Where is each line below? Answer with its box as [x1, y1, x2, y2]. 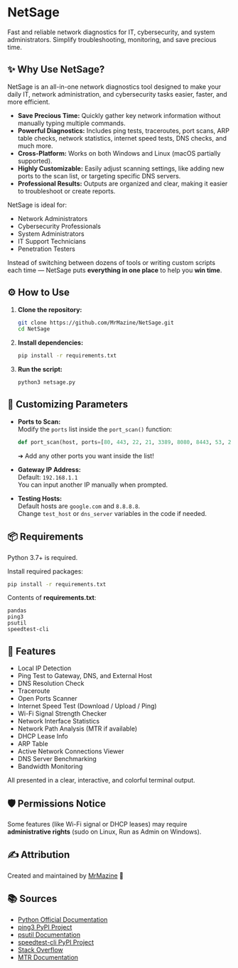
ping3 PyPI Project [17, 923, 72, 931]
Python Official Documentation [17, 915, 108, 924]
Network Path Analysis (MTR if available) [17, 724, 138, 733]
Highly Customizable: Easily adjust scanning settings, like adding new [17, 164, 225, 173]
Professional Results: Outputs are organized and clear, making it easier [17, 179, 228, 188]
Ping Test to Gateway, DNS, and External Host [17, 672, 153, 680]
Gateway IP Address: [17, 465, 82, 473]
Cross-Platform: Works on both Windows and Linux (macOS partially [17, 149, 221, 157]
